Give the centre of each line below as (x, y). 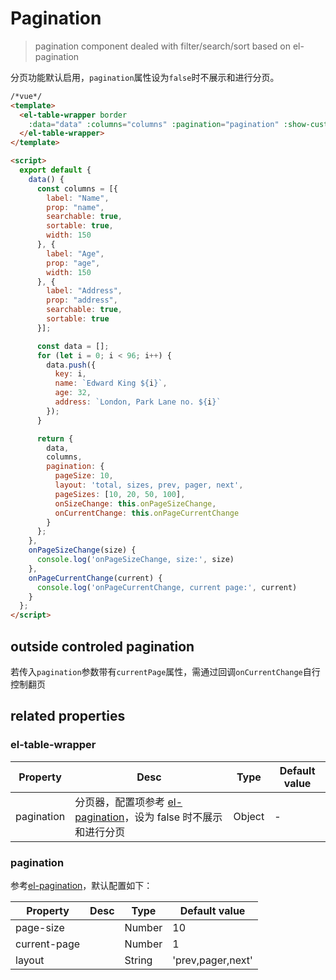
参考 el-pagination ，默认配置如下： (81, 885)
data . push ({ (71, 365)
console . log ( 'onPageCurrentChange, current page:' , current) (167, 587)
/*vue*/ (26, 96)
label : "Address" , (84, 291)
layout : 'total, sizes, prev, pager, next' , (149, 485)
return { (55, 438)
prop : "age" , (73, 263)
